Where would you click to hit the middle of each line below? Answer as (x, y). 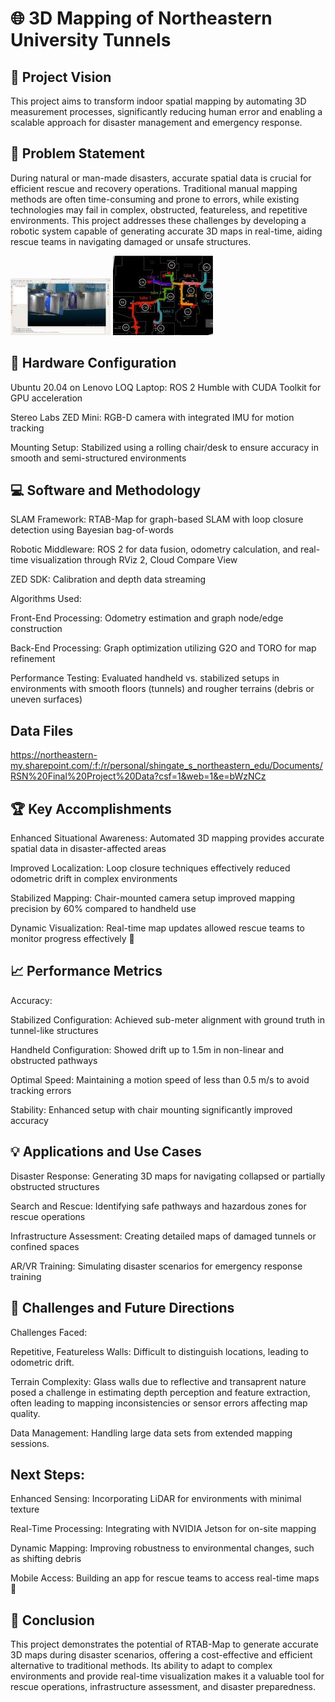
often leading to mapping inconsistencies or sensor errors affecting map (159, 1403)
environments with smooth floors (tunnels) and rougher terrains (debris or (162, 689)
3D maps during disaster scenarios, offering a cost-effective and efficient (161, 1655)
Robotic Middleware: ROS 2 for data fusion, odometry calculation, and (154, 549)
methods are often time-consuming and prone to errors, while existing (155, 199)
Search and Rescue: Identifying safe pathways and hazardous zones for (158, 1206)
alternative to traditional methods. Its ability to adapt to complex (141, 1666)
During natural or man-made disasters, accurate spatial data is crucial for (161, 178)
